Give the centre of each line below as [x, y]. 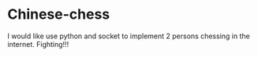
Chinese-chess [59, 14]
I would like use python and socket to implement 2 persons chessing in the [129, 36]
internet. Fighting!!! [38, 44]
